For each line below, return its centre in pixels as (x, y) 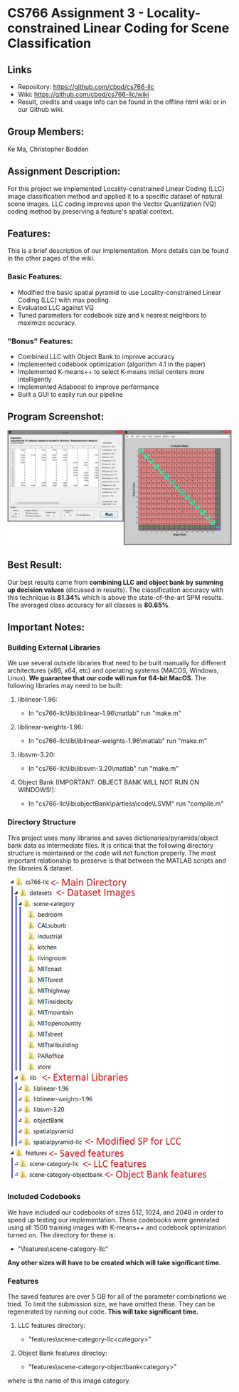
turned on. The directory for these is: (62, 1235)
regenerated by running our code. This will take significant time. (103, 1312)
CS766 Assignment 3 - (76, 13)
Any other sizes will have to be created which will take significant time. (115, 1262)
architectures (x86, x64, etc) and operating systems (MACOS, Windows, (113, 670)
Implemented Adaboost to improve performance (88, 387)
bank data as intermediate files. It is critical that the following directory (111, 845)
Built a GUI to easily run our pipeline (70, 395)
